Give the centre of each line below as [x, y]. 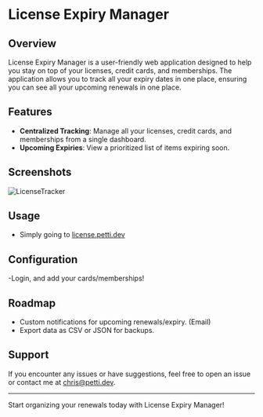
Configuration [43, 260]
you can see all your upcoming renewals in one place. [95, 87]
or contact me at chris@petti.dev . [62, 382]
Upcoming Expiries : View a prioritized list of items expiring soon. [124, 148]
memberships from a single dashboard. [83, 139]
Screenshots [40, 172]
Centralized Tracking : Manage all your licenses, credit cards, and [126, 130]
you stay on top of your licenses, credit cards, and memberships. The [120, 71]
